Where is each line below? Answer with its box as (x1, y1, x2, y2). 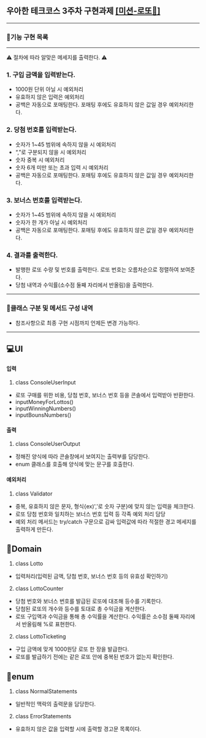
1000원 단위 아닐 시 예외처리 (15, 85, 84, 93)
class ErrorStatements (15, 713, 72, 720)
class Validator (15, 490, 53, 497)
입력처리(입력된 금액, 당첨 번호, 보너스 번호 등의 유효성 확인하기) (15, 573, 169, 580)
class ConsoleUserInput (15, 379, 76, 386)
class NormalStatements (15, 688, 78, 695)
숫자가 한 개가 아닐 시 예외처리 (15, 219, 88, 226)
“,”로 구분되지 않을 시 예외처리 (15, 148, 87, 155)
